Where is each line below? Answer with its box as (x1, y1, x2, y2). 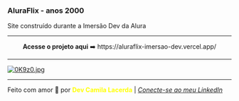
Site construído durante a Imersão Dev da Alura (7, 22, 147, 30)
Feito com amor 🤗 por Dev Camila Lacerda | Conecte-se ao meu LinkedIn (7, 85, 223, 94)
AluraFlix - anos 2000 (7, 6, 85, 16)
